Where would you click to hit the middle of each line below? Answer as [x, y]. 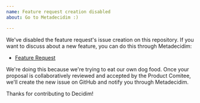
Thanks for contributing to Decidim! [50, 93]
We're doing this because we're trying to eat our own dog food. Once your [98, 69]
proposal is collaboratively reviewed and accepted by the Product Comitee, [99, 75]
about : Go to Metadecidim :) [42, 17]
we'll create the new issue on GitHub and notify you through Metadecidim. [98, 82]
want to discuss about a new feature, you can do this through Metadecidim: [99, 46]
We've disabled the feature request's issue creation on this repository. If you [100, 40]
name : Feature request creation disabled [59, 12]
